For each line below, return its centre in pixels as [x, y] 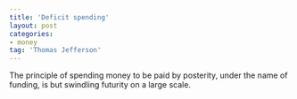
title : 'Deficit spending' [59, 17]
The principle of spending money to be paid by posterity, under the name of [148, 75]
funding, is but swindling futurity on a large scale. [100, 85]
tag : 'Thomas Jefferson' [55, 50]
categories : [31, 34]
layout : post [33, 26]
